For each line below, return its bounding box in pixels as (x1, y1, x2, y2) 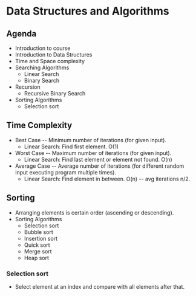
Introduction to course (15, 44, 71, 52)
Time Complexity (6, 120, 73, 131)
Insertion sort (24, 235, 58, 242)
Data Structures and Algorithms (6, 4, 169, 18)
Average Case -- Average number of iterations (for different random (15, 162, 185, 170)
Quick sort (24, 241, 50, 249)
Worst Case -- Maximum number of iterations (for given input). (15, 149, 172, 156)
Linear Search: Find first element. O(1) (24, 143, 119, 150)
